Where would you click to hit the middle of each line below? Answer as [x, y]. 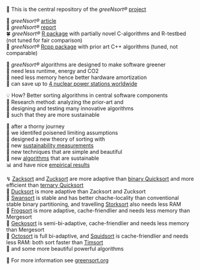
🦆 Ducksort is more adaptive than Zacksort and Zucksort [76, 191]
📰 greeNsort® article [31, 21]
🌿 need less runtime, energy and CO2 [52, 71]
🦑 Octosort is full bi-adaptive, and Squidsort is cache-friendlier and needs [97, 236]
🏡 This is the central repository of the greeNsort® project [76, 9]
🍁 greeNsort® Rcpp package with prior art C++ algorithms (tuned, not [92, 47]
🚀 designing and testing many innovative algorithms [70, 108]
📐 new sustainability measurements [50, 145]
